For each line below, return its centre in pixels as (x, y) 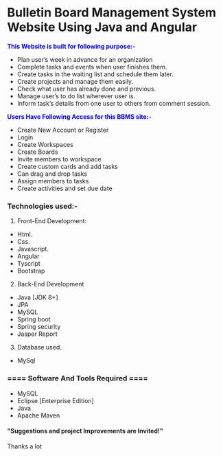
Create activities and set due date (65, 188)
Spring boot (34, 319)
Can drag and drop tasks (52, 174)
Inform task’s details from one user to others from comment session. (114, 103)
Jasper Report (37, 334)
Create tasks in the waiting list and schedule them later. (95, 74)
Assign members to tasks (53, 181)
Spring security (39, 327)
